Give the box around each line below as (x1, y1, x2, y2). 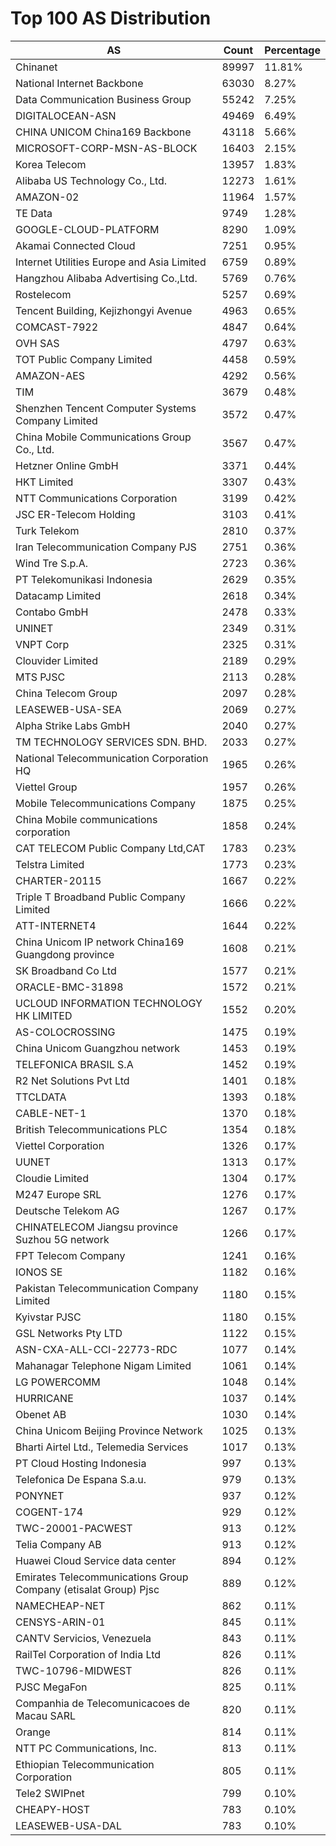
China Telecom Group (15, 686, 118, 700)
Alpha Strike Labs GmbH (15, 718, 131, 732)
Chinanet (15, 60, 58, 74)
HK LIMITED (15, 1008, 73, 1022)
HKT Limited (15, 475, 74, 489)
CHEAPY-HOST (15, 1802, 91, 1816)
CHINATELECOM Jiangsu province (15, 1220, 178, 1234)
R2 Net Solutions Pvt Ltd (15, 1073, 130, 1087)
